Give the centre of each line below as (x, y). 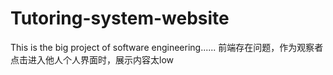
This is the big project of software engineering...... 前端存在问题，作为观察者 (167, 47)
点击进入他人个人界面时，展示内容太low (92, 59)
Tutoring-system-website (120, 18)
